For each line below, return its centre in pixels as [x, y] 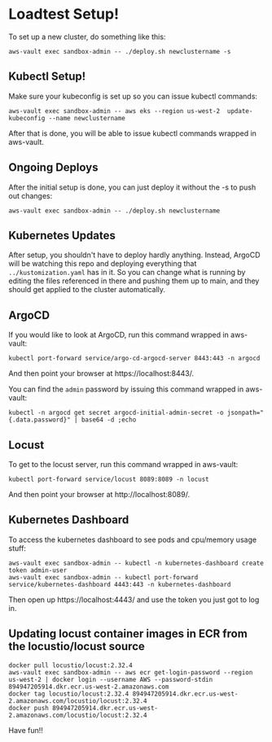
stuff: [18, 548]
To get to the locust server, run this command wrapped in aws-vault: [123, 464]
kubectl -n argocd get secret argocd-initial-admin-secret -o [116, 413]
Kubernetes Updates [62, 236]
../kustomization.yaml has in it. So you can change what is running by [127, 273]
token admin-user [38, 570]
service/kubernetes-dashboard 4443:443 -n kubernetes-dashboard [120, 584]
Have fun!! [26, 730]
